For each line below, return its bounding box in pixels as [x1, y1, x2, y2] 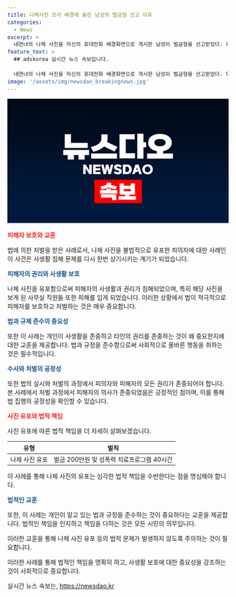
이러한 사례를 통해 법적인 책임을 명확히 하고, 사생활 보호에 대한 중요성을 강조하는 [7, 558, 227, 567]
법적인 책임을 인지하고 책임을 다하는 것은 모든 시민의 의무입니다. [22, 520, 197, 528]
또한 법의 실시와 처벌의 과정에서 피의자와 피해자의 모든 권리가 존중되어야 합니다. [7, 379, 225, 388]
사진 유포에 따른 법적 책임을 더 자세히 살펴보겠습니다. [7, 427, 152, 435]
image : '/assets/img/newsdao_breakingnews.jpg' [7, 78, 150, 85]
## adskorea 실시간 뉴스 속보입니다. [13, 56, 110, 63]
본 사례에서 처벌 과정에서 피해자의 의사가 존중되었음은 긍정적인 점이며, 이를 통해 [7, 388, 225, 396]
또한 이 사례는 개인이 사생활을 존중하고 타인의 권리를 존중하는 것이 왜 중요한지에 [7, 332, 225, 340]
